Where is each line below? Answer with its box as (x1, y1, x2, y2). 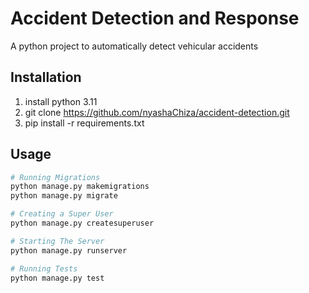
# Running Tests (10, 263, 78, 274)
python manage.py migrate (10, 191, 118, 201)
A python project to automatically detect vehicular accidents (10, 40, 259, 52)
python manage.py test (10, 273, 105, 283)
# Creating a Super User (10, 209, 114, 219)
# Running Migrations (10, 172, 101, 182)
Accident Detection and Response (10, 7, 300, 30)
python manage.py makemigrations (10, 182, 150, 192)
